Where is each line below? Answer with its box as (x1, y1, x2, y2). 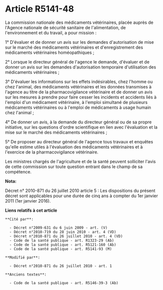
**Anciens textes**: (5, 272, 47, 277)
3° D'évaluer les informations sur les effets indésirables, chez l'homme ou (5, 79, 153, 85)
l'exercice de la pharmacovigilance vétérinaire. (5, 149, 99, 155)
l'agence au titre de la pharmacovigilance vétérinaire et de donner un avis (5, 89, 153, 95)
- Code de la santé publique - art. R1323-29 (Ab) (9, 238, 114, 243)
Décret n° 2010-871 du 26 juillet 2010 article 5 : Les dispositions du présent (5, 188, 156, 193)
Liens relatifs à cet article (5, 207, 57, 213)
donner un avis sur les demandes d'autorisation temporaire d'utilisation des (5, 64, 157, 70)
